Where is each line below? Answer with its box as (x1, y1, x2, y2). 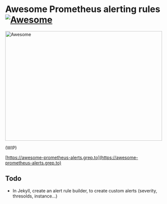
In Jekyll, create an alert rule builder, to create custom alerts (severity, (12, 187, 157, 193)
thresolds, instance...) (12, 193, 58, 199)
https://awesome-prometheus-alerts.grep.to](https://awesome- (7, 154, 138, 160)
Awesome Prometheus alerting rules (5, 4, 160, 15)
